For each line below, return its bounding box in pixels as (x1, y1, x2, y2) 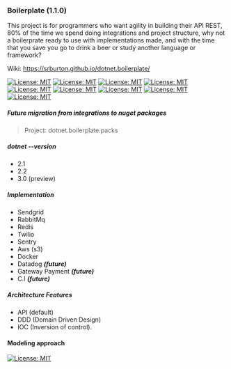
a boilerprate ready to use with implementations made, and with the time (7, 36, 215, 45)
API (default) (17, 308, 54, 317)
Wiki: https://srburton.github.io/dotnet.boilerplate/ (7, 65, 151, 73)
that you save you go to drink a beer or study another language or (7, 44, 196, 52)
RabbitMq (17, 215, 45, 224)
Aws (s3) (17, 245, 43, 253)
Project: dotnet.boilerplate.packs (24, 126, 118, 134)
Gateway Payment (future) (17, 267, 95, 276)
